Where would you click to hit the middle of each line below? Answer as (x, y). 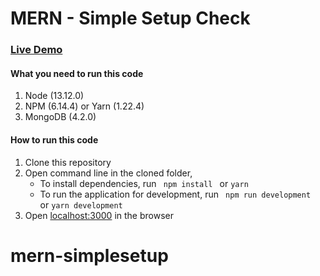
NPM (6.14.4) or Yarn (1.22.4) (84, 106)
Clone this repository (68, 162)
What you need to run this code (77, 73)
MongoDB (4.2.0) (60, 117)
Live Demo (36, 50)
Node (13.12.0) (54, 96)
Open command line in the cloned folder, (108, 173)
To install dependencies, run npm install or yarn (144, 183)
